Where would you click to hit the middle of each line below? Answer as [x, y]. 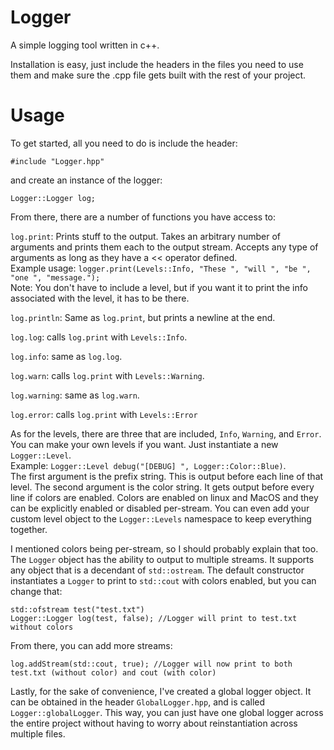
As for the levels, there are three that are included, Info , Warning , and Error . [166, 433]
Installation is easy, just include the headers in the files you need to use [157, 64]
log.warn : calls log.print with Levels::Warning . [107, 375]
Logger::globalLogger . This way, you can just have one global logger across [167, 712]
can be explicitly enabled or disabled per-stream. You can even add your [160, 508]
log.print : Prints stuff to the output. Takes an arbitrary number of [146, 236]
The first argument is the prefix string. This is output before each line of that [167, 476]
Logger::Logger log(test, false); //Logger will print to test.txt [154, 618]
